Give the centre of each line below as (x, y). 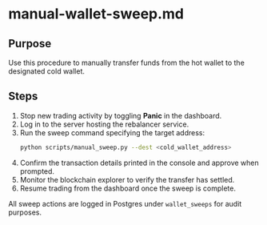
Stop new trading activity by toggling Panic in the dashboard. (121, 115)
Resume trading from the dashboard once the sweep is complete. (128, 188)
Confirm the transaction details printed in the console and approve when (139, 163)
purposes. (25, 212)
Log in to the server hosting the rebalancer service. (104, 124)
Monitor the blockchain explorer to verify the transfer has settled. (127, 179)
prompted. (37, 171)
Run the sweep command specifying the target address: (112, 132)
